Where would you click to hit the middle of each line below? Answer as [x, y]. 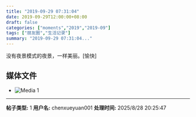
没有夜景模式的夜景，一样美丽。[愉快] [52, 56]
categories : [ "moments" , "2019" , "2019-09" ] [58, 28]
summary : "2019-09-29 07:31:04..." [49, 38]
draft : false [22, 22]
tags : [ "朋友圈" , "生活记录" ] [38, 33]
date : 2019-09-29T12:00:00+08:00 [47, 17]
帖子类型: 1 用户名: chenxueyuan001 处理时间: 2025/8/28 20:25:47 [86, 108]
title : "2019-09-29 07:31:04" [43, 11]
